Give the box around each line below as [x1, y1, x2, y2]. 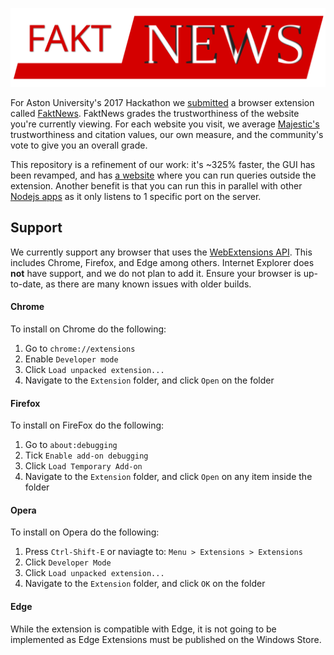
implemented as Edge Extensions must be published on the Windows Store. [10, 633, 322, 645]
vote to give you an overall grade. [10, 139, 148, 151]
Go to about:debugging [24, 439, 118, 451]
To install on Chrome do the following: [10, 323, 167, 335]
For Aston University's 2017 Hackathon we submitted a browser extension [10, 97, 315, 108]
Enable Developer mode [24, 353, 119, 365]
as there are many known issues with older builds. [45, 278, 252, 290]
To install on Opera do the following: [10, 526, 160, 538]
